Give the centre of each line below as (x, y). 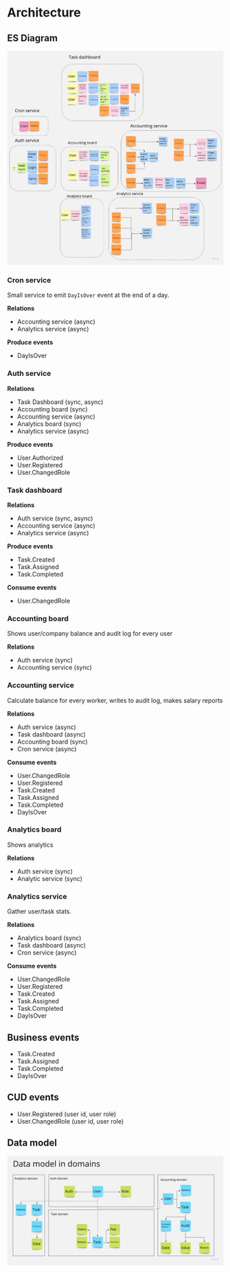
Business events (43, 1037)
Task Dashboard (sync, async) (60, 402)
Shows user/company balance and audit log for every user (90, 634)
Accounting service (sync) (55, 667)
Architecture (44, 13)
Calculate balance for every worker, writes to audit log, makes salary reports (115, 700)
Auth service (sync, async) (55, 518)
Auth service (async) (47, 727)
